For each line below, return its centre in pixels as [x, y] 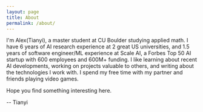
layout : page [23, 12]
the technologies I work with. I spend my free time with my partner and [95, 73]
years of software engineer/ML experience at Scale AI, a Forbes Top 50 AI [99, 53]
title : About [23, 18]
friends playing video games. [42, 79]
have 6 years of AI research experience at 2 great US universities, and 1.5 [98, 47]
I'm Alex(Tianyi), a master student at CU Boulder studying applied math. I [97, 41]
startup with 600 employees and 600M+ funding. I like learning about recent [102, 60]
